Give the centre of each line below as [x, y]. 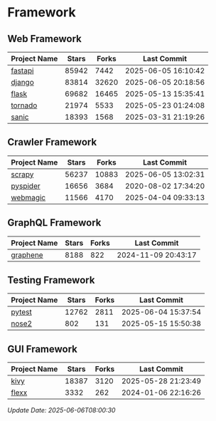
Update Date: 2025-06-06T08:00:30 [61, 410]
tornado [24, 105]
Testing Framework [51, 280]
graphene [27, 255]
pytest [21, 312]
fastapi [22, 71]
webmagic [28, 197]
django [22, 82]
